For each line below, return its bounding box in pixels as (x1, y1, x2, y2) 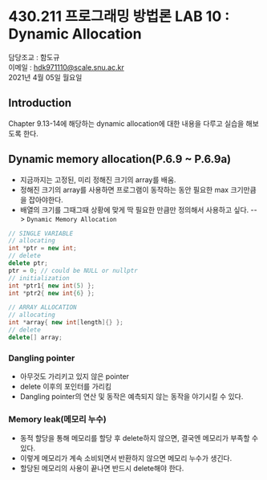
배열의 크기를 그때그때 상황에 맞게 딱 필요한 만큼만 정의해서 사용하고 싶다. (19, 205, 249, 214)
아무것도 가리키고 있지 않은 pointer (19, 372, 130, 381)
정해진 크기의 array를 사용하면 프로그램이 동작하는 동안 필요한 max (19, 185, 229, 194)
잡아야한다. (28, 194, 64, 205)
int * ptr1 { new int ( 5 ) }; (8, 282, 95, 290)
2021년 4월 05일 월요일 (8, 72, 83, 82)
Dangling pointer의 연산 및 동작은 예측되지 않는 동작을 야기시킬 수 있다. (19, 392, 244, 401)
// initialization (8, 274, 70, 282)
